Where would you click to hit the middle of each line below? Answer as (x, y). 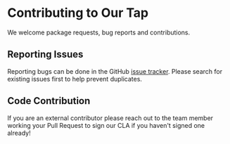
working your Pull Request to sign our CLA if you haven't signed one (106, 125)
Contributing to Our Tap (78, 13)
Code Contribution (49, 101)
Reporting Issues (45, 54)
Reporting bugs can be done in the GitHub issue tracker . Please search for (115, 71)
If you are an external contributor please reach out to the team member (110, 118)
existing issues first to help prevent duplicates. (75, 79)
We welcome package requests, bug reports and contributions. (99, 32)
